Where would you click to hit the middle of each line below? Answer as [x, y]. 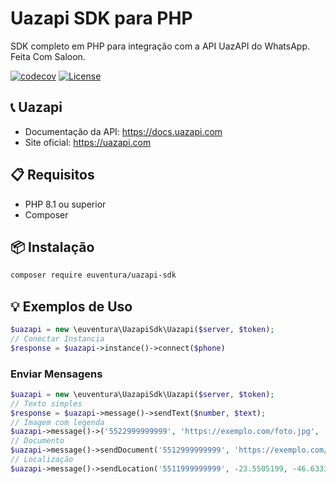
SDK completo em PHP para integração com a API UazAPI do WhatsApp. [160, 46]
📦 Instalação [52, 247]
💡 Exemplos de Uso [71, 306]
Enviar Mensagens [56, 374]
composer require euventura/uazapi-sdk [93, 275]
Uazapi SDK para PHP [101, 18]
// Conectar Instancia [57, 338]
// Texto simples [46, 403]
